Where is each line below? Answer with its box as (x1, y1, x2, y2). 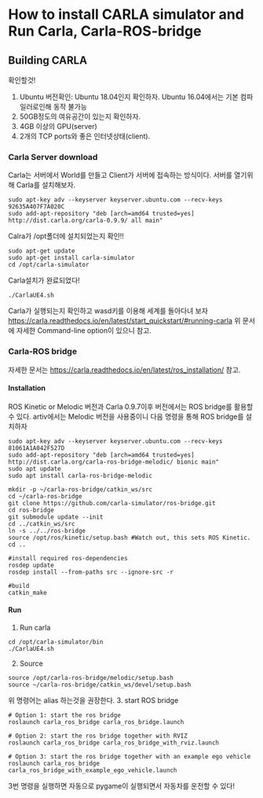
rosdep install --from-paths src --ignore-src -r (8, 568, 174, 576)
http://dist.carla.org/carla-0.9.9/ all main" (8, 216, 163, 225)
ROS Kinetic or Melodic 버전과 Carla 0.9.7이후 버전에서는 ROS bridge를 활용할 (8, 401, 254, 411)
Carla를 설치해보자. (16, 180, 76, 190)
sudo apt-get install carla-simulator (8, 254, 135, 262)
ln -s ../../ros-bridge (8, 526, 86, 534)
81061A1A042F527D (8, 444, 65, 452)
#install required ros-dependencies (8, 554, 128, 562)
